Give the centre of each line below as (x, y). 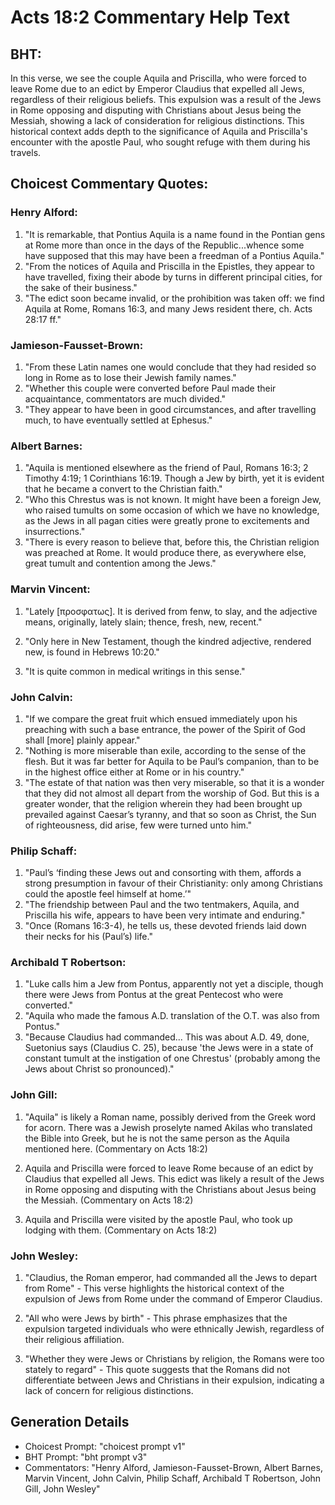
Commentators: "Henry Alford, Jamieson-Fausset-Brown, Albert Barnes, (173, 1467)
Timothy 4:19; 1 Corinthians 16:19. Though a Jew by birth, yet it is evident (174, 478)
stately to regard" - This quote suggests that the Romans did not (157, 1370)
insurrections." (55, 532)
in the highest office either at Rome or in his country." (134, 772)
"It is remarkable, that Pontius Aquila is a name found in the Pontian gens (175, 234)
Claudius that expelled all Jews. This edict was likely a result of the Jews (174, 1178)
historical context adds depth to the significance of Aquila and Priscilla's (159, 131)
